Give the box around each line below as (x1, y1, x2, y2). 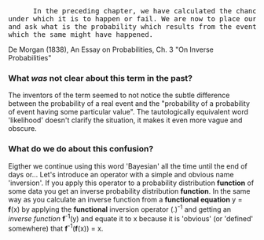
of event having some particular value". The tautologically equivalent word (8, 107, 249, 117)
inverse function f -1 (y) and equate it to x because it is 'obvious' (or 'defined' (8, 213, 254, 223)
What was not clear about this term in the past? (8, 72, 193, 83)
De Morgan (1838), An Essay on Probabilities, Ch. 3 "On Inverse (8, 45, 214, 54)
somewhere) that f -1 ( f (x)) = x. (8, 222, 104, 233)
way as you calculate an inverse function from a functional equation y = (8, 195, 243, 204)
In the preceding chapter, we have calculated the (32, 7, 233, 15)
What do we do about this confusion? (8, 144, 154, 155)
